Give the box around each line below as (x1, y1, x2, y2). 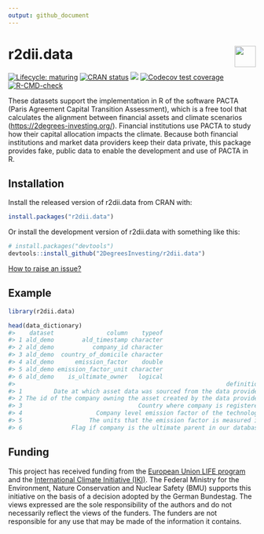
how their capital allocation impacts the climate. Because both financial (8, 129, 238, 138)
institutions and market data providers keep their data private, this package (8, 137, 251, 147)
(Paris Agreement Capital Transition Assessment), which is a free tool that (8, 104, 247, 114)
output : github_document (8, 11, 90, 20)
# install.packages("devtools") (8, 243, 114, 251)
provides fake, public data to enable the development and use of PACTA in (8, 146, 249, 155)
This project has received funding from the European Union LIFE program (8, 466, 246, 476)
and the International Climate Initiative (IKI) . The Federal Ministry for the (8, 474, 240, 484)
